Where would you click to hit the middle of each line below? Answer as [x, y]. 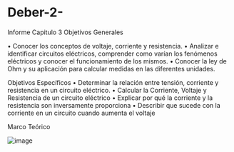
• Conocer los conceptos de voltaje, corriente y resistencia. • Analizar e [113, 46]
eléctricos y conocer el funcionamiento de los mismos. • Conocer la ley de [117, 61]
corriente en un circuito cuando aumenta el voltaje [81, 113]
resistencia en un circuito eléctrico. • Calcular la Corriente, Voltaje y [107, 90]
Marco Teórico [29, 126]
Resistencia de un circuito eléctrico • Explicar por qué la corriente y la [110, 98]
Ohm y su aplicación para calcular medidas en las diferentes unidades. [111, 69]
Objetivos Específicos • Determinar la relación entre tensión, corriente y [113, 82]
